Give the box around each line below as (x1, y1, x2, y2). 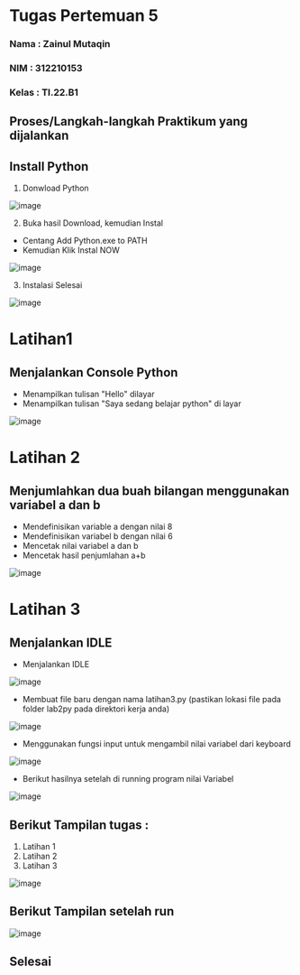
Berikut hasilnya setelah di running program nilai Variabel (22, 774, 234, 785)
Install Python (9, 159, 89, 174)
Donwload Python (22, 182, 89, 194)
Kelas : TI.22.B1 (9, 86, 79, 98)
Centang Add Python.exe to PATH (22, 236, 148, 246)
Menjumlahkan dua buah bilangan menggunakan (9, 483, 290, 498)
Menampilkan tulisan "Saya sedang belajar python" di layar (22, 398, 241, 409)
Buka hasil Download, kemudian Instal (22, 218, 164, 228)
